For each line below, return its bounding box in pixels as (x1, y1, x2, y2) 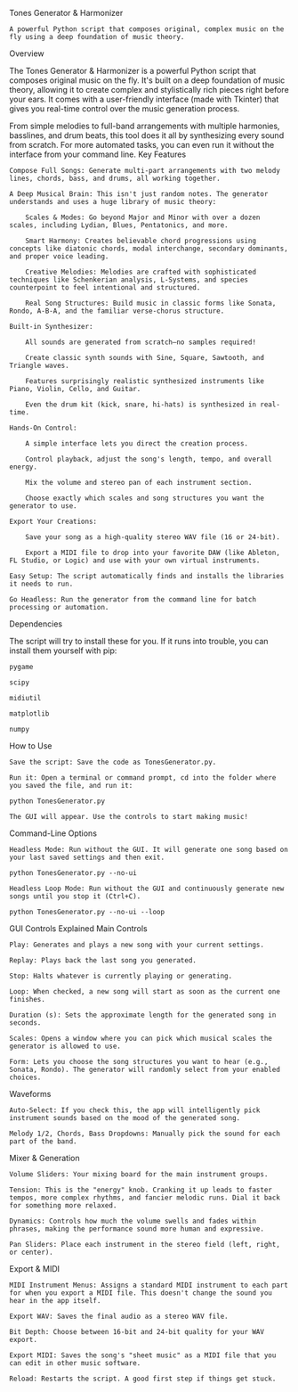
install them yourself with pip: (9, 645, 117, 656)
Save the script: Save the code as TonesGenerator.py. (9, 757, 217, 766)
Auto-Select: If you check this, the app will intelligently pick (9, 1106, 261, 1115)
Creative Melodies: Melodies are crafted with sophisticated (25, 267, 256, 276)
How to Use (9, 741, 52, 751)
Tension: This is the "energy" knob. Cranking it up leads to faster (9, 1185, 273, 1194)
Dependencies (9, 618, 63, 629)
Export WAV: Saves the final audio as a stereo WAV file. (9, 1312, 229, 1321)
